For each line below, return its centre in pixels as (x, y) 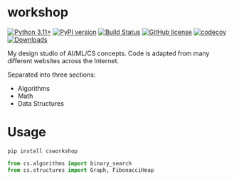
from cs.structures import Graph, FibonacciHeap (81, 170)
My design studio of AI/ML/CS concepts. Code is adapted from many (108, 53)
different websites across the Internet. (63, 60)
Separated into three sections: (52, 75)
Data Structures (41, 103)
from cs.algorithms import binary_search (70, 163)
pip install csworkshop (43, 151)
